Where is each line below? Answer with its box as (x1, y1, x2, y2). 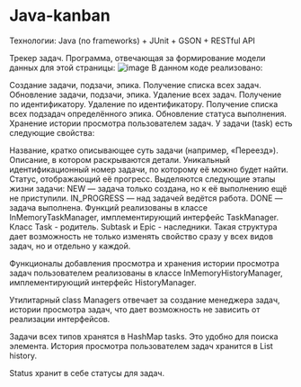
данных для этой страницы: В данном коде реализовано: (9, 62, 263, 73)
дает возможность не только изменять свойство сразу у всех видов (9, 230, 274, 241)
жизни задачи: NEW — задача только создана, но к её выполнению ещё (9, 183, 288, 193)
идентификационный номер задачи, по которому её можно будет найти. (9, 164, 289, 175)
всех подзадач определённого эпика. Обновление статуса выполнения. (9, 108, 288, 119)
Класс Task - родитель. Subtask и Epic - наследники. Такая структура (9, 221, 278, 232)
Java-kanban (9, 5, 111, 26)
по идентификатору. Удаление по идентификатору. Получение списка (9, 98, 279, 109)
